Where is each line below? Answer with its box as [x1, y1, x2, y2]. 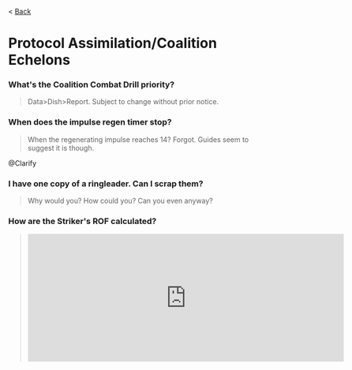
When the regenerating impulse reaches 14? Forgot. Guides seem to [27, 134, 249, 144]
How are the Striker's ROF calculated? [8, 216, 157, 226]
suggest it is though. [27, 143, 95, 152]
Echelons [8, 51, 71, 69]
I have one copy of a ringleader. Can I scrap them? [8, 178, 204, 189]
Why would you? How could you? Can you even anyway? [27, 196, 213, 206]
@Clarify [8, 158, 37, 168]
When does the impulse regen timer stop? [8, 117, 172, 128]
